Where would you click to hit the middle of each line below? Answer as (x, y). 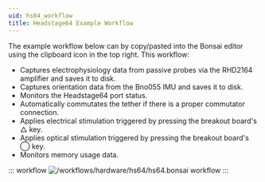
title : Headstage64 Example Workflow (71, 23)
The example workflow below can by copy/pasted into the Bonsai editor (126, 45)
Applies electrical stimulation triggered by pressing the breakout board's (138, 121)
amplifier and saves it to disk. (68, 78)
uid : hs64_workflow (41, 16)
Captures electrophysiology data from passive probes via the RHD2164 (136, 69)
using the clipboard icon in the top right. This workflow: (99, 54)
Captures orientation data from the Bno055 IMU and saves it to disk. (131, 87)
